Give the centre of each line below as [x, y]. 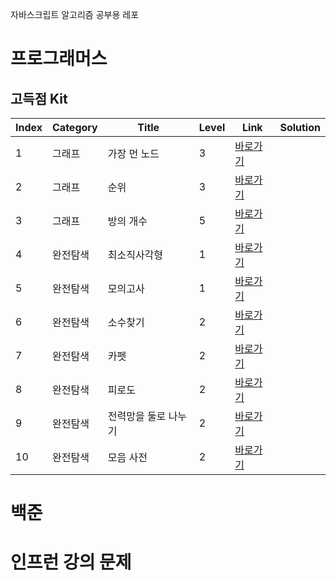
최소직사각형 [135, 255]
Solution [300, 127]
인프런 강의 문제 [71, 562]
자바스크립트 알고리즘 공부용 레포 [75, 14]
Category [75, 127]
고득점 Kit [39, 98]
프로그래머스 [59, 59]
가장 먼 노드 [133, 153]
